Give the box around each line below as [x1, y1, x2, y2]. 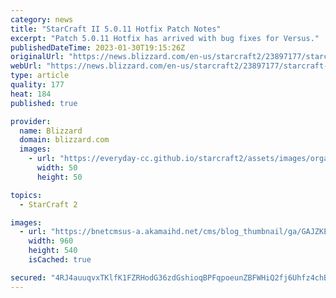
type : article [10, 71, 70, 81]
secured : [10, 272, 47, 283]
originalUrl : [10, 52, 65, 62]
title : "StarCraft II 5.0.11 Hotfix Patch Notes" [10, 24, 222, 34]
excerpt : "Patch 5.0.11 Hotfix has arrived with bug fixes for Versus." [10, 33, 320, 43]
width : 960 [28, 236, 74, 246]
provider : [10, 116, 52, 126]
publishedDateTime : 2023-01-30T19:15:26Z [10, 42, 186, 53]
